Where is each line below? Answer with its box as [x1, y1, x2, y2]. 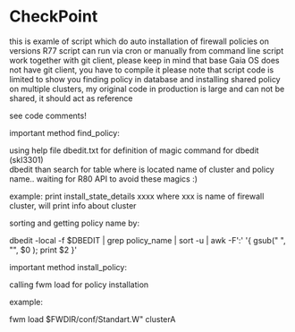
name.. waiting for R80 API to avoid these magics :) [9, 173, 198, 184]
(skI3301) [9, 154, 44, 165]
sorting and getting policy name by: [9, 217, 140, 228]
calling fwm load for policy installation [9, 279, 149, 290]
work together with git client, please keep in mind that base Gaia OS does [9, 55, 280, 65]
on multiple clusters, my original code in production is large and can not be [9, 83, 285, 94]
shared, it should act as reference [9, 92, 133, 104]
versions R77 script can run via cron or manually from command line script [9, 45, 284, 55]
